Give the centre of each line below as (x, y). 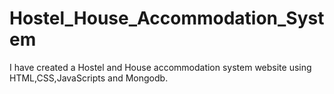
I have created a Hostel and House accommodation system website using (160, 67)
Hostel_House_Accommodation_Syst (167, 18)
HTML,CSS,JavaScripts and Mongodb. (89, 78)
